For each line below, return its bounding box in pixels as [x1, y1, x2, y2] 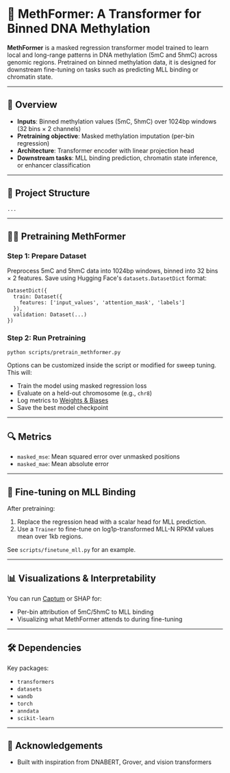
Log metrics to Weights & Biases [16, 396, 109, 404]
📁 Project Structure [7, 187, 90, 199]
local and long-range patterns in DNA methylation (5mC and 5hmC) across [7, 51, 218, 59]
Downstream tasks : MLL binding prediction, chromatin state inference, [16, 154, 218, 162]
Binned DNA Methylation [7, 21, 151, 36]
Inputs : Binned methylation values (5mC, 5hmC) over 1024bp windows [16, 117, 217, 126]
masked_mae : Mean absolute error [16, 460, 110, 468]
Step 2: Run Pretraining [7, 333, 86, 343]
